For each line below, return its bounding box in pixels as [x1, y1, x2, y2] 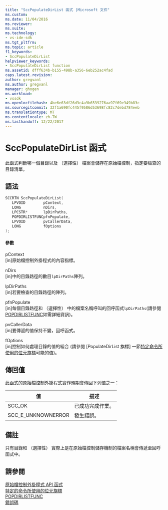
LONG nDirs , [11, 205, 57, 210]
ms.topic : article [5, 45, 43, 50]
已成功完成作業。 [74, 403, 114, 410]
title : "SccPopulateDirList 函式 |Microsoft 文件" [5, 7, 110, 13]
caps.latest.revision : [5, 73, 52, 78]
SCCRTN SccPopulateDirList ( [5, 196, 64, 201]
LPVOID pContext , [11, 200, 64, 205]
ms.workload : [5, 91, 32, 96]
